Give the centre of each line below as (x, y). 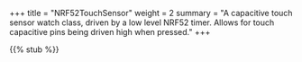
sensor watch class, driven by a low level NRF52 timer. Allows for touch (142, 22)
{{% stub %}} (35, 49)
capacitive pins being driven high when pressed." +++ (110, 32)
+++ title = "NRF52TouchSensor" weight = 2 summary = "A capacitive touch (151, 13)
